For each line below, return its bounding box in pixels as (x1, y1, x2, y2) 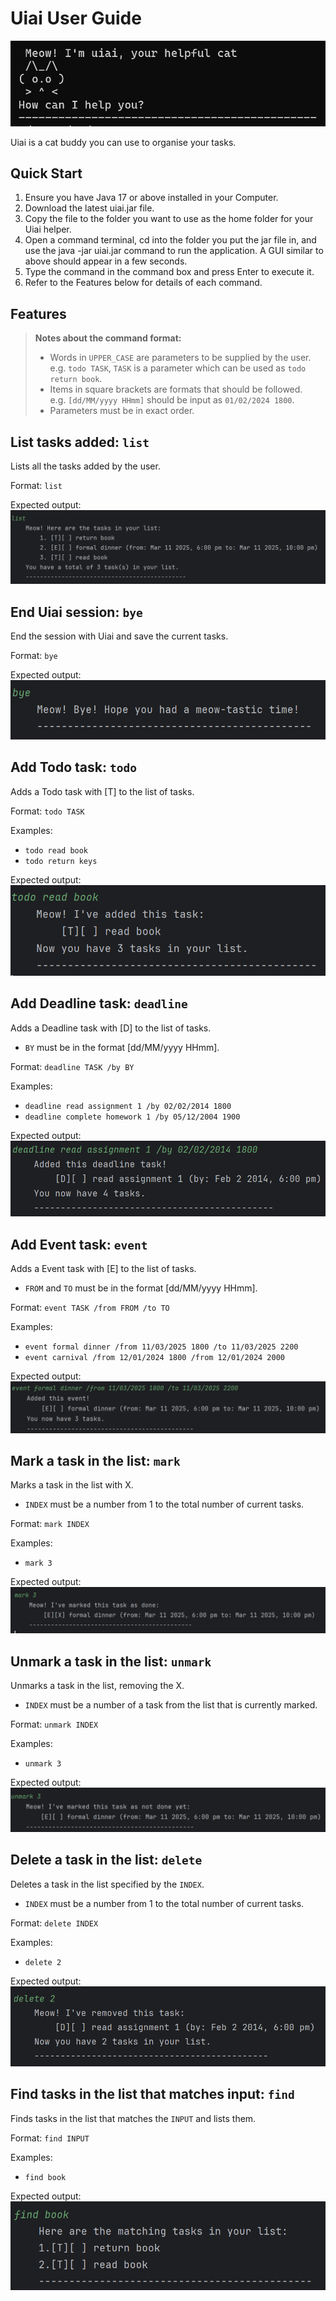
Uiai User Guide (10, 7, 142, 30)
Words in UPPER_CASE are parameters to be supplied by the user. (49, 352, 312, 364)
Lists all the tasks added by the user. (10, 460, 161, 472)
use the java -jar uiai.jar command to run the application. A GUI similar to (24, 245, 324, 257)
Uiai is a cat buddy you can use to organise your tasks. (10, 136, 237, 148)
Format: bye (10, 650, 58, 662)
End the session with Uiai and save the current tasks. (10, 630, 229, 642)
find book (24, 2172, 67, 2182)
